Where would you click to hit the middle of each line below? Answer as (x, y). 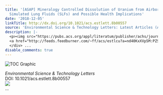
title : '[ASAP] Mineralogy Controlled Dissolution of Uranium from (75, 9)
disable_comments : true (29, 50)
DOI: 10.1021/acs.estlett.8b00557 (38, 79)
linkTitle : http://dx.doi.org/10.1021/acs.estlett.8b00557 (66, 23)
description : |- (21, 32)
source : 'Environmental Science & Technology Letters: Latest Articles (79, 28)
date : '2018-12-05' (25, 18)
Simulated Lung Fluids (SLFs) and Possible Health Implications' (77, 14)
